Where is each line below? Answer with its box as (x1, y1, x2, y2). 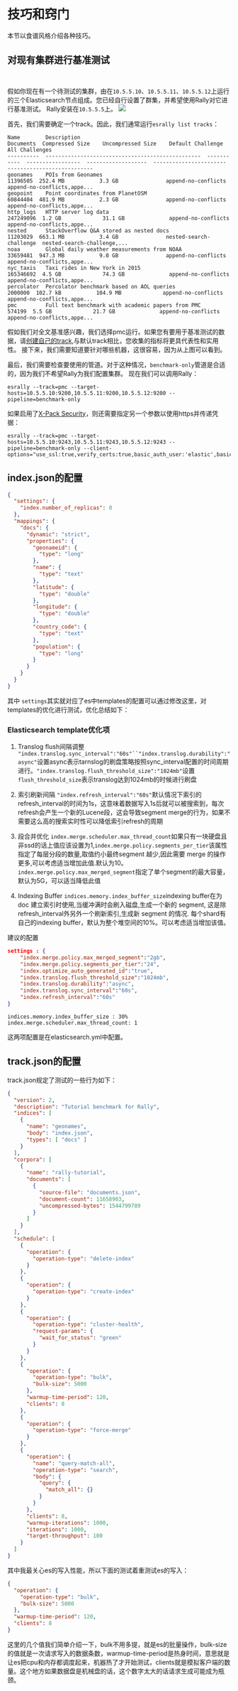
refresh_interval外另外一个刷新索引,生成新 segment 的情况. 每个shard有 (17, 909, 227, 918)
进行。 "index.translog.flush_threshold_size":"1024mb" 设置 (17, 767, 195, 775)
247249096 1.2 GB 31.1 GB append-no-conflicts (7, 215, 230, 222)
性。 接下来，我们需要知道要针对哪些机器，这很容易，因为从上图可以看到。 (7, 345, 227, 354)
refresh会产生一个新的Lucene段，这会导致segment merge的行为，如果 (17, 808, 225, 817)
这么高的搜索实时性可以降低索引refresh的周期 (30, 817, 164, 826)
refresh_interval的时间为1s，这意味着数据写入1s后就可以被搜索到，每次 (17, 799, 225, 808)
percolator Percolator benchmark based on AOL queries (7, 283, 176, 290)
